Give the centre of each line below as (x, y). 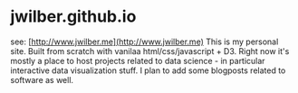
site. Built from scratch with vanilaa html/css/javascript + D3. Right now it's (150, 51)
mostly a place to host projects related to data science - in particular (138, 60)
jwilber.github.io (73, 17)
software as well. (42, 79)
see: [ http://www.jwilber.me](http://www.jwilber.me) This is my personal (144, 42)
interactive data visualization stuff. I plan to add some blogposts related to (148, 70)
